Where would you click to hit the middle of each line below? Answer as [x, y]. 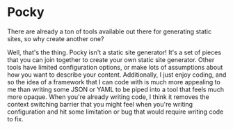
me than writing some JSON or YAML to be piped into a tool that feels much [116, 89]
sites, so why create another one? [56, 38]
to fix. [16, 119]
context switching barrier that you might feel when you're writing [100, 104]
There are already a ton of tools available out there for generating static [110, 31]
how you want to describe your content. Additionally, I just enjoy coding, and [117, 75]
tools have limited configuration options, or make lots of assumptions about [115, 67]
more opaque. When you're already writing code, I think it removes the [109, 97]
